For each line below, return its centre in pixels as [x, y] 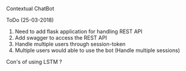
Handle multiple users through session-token [70, 44]
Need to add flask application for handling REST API [79, 31]
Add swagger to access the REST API [61, 38]
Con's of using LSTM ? [34, 62]
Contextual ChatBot [30, 9]
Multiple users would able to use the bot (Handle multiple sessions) [97, 50]
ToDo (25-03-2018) [30, 20]
